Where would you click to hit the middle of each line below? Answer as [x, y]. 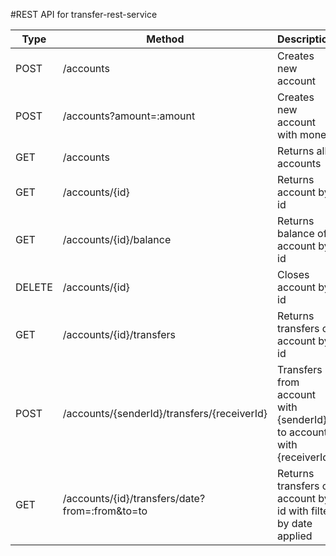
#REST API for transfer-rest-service [84, 14]
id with [293, 511]
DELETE [34, 287]
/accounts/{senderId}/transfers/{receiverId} [165, 413]
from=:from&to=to [105, 511]
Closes [293, 274]
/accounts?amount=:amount [129, 116]
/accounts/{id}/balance [117, 239]
